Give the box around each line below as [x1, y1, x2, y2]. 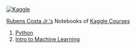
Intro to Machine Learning [15, 36, 80, 42]
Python [15, 29, 33, 36]
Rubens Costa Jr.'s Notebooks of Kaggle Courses [6, 18, 131, 24]
